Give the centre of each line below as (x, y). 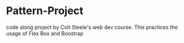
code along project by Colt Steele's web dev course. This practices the (92, 27)
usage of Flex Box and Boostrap (45, 33)
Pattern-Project (45, 11)
